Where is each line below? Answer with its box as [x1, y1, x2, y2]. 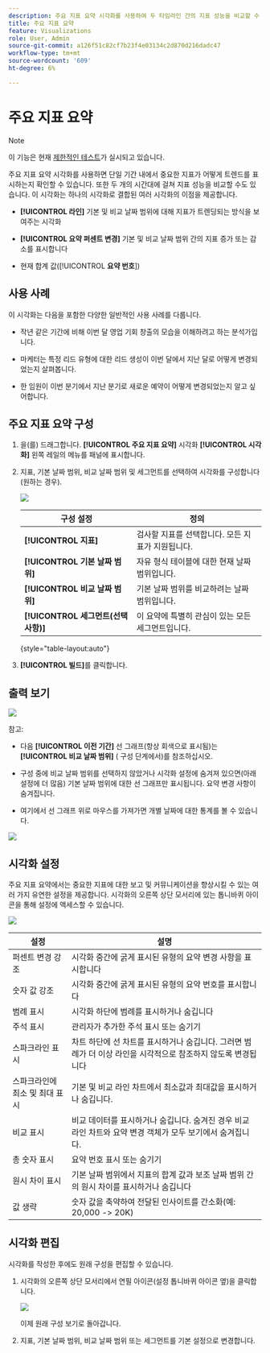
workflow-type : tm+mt [8, 49, 81, 57]
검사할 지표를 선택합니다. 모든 [136, 529, 242, 540]
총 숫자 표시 [12, 1153, 55, 1165]
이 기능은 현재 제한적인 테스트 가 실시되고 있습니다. [8, 152, 166, 162]
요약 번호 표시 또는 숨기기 [71, 1153, 162, 1165]
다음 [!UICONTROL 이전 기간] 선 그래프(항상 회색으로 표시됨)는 [19, 742, 219, 751]
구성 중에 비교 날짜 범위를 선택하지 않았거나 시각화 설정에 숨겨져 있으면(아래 [19, 768, 257, 778]
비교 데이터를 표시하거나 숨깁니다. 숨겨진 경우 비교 [71, 1115, 250, 1126]
